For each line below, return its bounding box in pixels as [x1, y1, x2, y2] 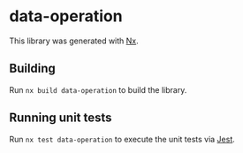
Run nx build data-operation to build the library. [9, 84, 187, 95]
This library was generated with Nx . [9, 35, 139, 46]
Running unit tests [9, 111, 112, 126]
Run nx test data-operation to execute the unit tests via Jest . [9, 134, 236, 144]
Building [9, 61, 56, 76]
